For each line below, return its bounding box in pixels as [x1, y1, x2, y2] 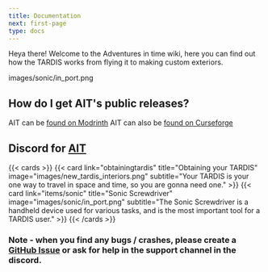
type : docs [8, 27, 45, 35]
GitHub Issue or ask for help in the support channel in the [8, 244, 237, 255]
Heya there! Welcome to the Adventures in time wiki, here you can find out [8, 49, 256, 59]
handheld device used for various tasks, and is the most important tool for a [8, 206, 261, 215]
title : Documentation [8, 11, 82, 20]
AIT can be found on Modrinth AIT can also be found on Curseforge [8, 118, 233, 128]
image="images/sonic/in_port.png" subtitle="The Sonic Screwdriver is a [8, 197, 249, 207]
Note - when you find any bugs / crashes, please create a [8, 234, 237, 245]
